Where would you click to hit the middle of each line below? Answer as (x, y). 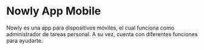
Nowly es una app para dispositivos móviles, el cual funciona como (90, 28)
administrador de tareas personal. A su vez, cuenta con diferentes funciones (102, 34)
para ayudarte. (25, 40)
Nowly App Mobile (54, 11)
